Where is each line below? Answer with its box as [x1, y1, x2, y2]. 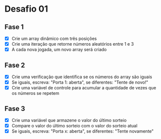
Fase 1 [4, 23, 24, 31]
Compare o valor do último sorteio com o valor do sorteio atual [11, 123, 138, 129]
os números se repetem [11, 90, 59, 96]
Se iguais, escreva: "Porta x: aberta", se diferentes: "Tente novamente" [11, 128, 154, 134]
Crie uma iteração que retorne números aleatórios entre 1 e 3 [11, 41, 134, 47]
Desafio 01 [4, 3, 48, 15]
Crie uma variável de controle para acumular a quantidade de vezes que [11, 85, 157, 91]
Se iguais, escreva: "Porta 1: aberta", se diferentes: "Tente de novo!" [11, 79, 149, 86]
